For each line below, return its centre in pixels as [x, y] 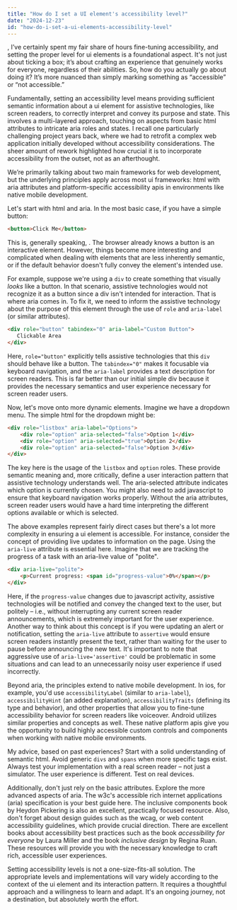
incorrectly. [24, 671]
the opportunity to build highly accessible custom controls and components [117, 730]
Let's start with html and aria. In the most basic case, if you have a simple [114, 209]
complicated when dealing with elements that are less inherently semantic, [116, 258]
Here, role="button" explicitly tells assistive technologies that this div [109, 356]
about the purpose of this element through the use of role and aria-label [115, 309]
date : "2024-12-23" [36, 21]
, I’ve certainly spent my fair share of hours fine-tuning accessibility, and [113, 47]
